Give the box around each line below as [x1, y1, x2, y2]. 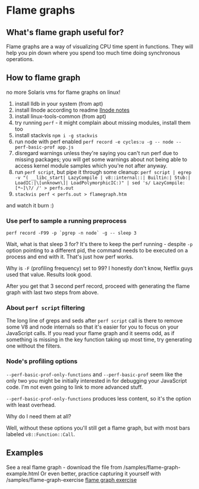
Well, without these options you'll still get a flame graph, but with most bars [6, 424, 190, 431]
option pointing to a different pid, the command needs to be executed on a [6, 247, 188, 254]
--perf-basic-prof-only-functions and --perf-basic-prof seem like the [6, 371, 183, 378]
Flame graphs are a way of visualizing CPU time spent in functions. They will [6, 43, 194, 50]
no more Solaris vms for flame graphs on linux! [6, 89, 121, 96]
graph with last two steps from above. [6, 289, 99, 296]
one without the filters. [6, 342, 62, 349]
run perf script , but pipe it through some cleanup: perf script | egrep [14, 168, 192, 175]
